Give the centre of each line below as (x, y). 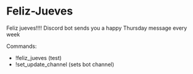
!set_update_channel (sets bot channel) (65, 64)
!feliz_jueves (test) (38, 58)
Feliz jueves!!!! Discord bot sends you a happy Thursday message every (97, 28)
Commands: (22, 46)
